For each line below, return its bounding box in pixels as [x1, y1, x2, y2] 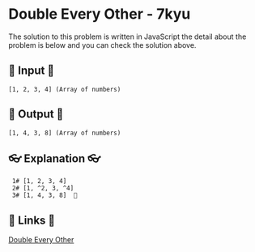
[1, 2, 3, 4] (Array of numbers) [8, 85, 121, 93]
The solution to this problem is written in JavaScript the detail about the [8, 32, 247, 41]
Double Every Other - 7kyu [8, 5, 191, 23]
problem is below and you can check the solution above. [8, 40, 197, 49]
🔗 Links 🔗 [8, 213, 56, 227]
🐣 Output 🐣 [8, 107, 64, 122]
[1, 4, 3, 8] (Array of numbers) [8, 129, 121, 137]
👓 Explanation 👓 [8, 152, 101, 165]
